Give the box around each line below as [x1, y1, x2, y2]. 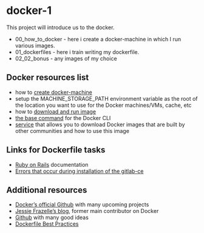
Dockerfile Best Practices [15, 220, 79, 228]
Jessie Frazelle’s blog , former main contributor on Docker [15, 208, 159, 215]
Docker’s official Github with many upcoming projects [15, 201, 149, 208]
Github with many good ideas [15, 214, 89, 221]
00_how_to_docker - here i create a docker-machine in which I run [15, 35, 181, 42]
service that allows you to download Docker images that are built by [15, 121, 185, 128]
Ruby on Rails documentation [15, 161, 89, 168]
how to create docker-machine [15, 89, 93, 96]
